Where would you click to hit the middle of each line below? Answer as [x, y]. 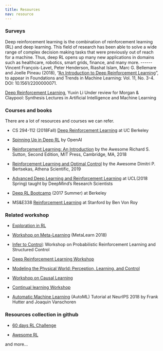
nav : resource [19, 14]
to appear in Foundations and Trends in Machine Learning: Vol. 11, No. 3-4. [80, 78]
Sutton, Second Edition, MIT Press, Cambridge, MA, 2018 [69, 154]
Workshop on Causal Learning [42, 278]
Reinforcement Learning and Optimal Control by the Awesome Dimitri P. [84, 164]
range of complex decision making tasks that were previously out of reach [80, 52]
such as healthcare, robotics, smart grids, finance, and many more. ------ [79, 62]
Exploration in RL [29, 226]
